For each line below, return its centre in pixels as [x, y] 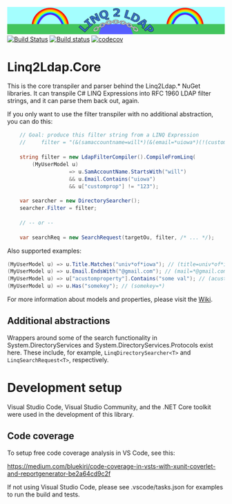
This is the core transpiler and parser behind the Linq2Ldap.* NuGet [104, 86]
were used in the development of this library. [71, 414]
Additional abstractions [59, 321]
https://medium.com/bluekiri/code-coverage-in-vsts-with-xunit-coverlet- [112, 466]
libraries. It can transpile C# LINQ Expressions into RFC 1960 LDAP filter [109, 93]
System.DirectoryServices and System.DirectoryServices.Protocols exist [110, 345]
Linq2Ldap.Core [54, 67]
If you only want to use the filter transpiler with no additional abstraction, [110, 114]
